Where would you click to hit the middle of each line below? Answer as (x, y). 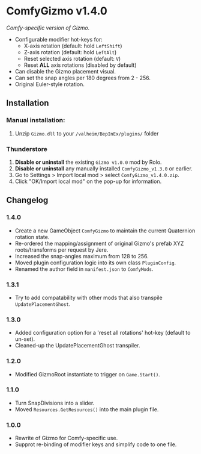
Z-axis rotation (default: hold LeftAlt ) (70, 52)
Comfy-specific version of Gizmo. (48, 28)
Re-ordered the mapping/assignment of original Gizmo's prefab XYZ (99, 243)
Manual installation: (36, 120)
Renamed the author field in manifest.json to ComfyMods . (84, 269)
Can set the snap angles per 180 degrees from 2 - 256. (83, 78)
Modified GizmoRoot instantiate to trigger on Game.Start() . (87, 374)
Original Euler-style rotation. (50, 84)
